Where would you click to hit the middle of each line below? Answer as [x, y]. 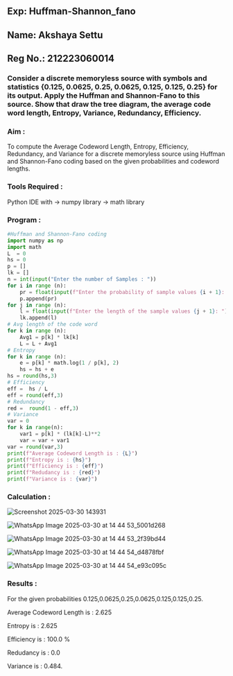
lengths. [19, 168]
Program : [24, 220]
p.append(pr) [38, 298]
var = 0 [18, 421]
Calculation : [29, 497]
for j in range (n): [37, 305]
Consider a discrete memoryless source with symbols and [107, 78]
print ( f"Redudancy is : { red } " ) [54, 473]
